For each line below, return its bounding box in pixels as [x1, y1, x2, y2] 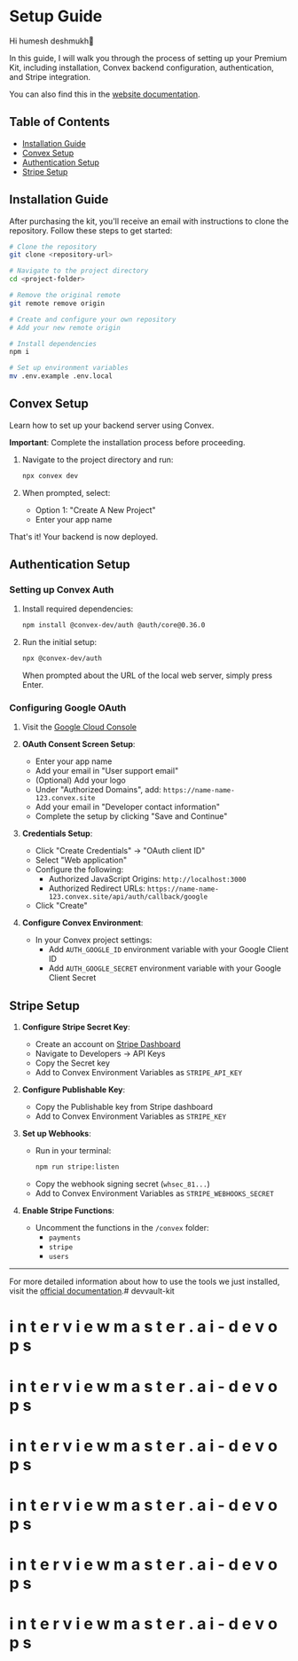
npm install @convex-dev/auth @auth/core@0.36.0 [21, 621, 206, 630]
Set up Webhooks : [21, 1129, 91, 1139]
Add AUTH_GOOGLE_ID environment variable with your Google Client [48, 944, 289, 955]
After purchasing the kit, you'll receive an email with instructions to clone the [9, 216, 289, 226]
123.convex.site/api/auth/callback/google [48, 893, 208, 901]
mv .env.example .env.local [9, 372, 114, 381]
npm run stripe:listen [35, 1162, 120, 1172]
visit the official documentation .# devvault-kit [9, 1286, 175, 1296]
